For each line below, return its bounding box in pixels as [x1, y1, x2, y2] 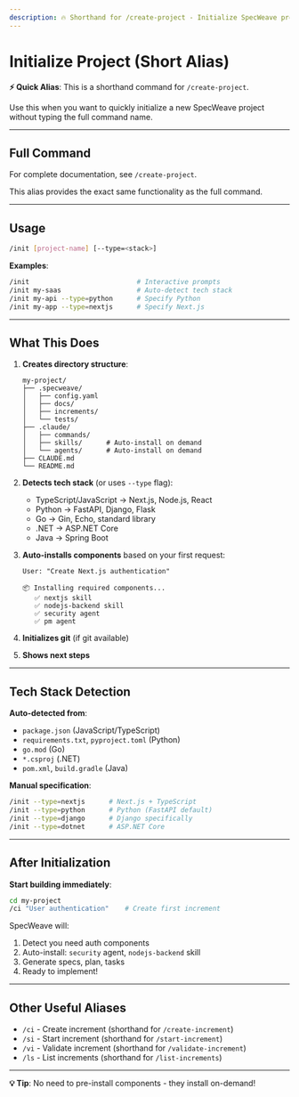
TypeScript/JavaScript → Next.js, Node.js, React [35, 495, 213, 506]
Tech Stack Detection [9, 684, 131, 699]
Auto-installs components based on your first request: [21, 549, 225, 561]
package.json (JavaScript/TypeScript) [21, 725, 160, 735]
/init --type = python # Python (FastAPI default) [9, 806, 214, 815]
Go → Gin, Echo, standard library [35, 514, 156, 524]
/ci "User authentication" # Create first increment [9, 905, 221, 914]
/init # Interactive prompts [9, 278, 221, 287]
